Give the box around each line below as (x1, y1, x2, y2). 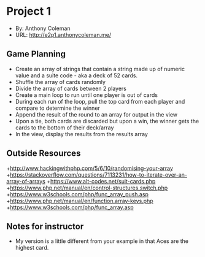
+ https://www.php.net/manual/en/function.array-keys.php (6, 197, 153, 204)
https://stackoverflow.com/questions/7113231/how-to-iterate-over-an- (10, 171, 188, 178)
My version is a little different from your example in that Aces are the (15, 237, 189, 245)
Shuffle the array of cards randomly (15, 78, 106, 85)
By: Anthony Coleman (15, 25, 71, 32)
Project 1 (6, 4, 51, 18)
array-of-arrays (6, 177, 46, 185)
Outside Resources (6, 148, 81, 159)
